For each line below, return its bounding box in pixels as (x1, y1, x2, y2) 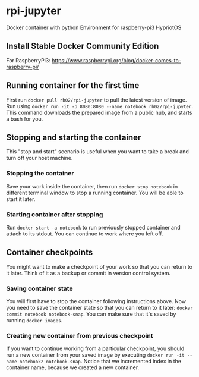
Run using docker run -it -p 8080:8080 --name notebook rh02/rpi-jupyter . (6, 102, 193, 109)
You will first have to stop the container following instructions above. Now (6, 298, 186, 305)
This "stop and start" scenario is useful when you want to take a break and (6, 148, 189, 155)
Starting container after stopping (6, 210, 103, 218)
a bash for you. (6, 115, 43, 122)
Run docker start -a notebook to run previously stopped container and (6, 224, 181, 231)
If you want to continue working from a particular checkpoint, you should (6, 345, 185, 352)
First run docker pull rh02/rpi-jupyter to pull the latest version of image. (6, 96, 187, 103)
